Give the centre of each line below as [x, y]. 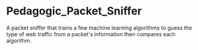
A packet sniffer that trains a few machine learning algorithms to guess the [99, 28]
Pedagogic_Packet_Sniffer [74, 11]
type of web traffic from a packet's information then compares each [91, 34]
